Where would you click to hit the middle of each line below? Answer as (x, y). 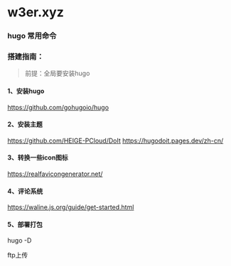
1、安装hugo (26, 91)
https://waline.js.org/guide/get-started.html (71, 207)
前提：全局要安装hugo (57, 73)
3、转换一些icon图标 (38, 157)
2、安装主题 (25, 124)
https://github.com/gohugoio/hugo (58, 107)
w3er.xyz (36, 12)
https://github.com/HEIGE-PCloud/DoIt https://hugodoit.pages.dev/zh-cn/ (116, 140)
